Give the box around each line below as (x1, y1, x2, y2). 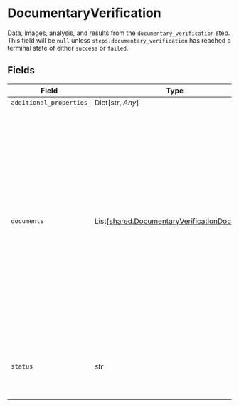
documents (11, 217, 44, 225)
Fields (7, 64, 36, 76)
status (11, 362, 33, 370)
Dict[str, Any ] (94, 98, 139, 108)
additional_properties (11, 98, 87, 106)
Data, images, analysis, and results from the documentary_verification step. (7, 29, 230, 37)
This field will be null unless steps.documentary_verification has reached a (7, 36, 231, 44)
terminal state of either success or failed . (7, 43, 129, 52)
